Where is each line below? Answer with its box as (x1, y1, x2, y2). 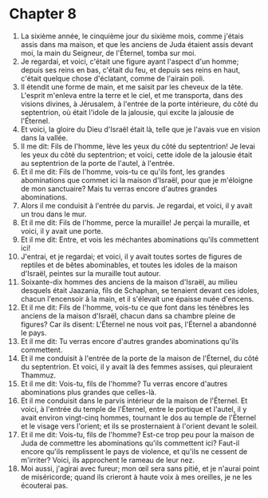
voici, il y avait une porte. (20, 226, 104, 235)
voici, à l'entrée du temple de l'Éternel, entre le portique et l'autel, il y (20, 404, 247, 413)
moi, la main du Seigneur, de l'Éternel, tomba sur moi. (20, 48, 196, 57)
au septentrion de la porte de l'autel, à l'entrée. (20, 158, 175, 168)
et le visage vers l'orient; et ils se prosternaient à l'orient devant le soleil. (20, 421, 258, 431)
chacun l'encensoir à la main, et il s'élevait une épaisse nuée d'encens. (20, 294, 254, 303)
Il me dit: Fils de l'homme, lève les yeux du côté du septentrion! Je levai (20, 141, 256, 151)
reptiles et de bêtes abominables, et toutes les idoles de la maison (20, 260, 238, 270)
